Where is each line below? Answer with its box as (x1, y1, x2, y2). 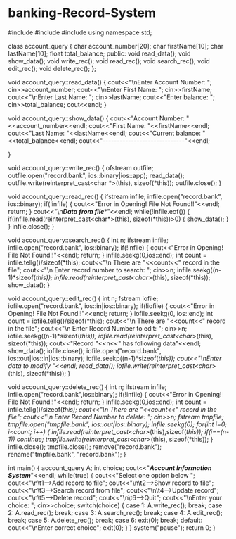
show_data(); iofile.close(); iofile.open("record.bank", (8, 346, 162, 355)
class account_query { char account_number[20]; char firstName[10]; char (8, 42, 224, 50)
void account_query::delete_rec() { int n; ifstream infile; (8, 382, 167, 391)
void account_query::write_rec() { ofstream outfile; (8, 163, 154, 172)
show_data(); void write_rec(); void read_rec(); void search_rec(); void (8, 56, 210, 65)
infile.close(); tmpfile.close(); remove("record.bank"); (8, 442, 162, 451)
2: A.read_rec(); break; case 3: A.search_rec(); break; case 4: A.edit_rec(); (8, 508, 223, 516)
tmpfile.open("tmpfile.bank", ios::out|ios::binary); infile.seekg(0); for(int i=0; (8, 420, 228, 429)
